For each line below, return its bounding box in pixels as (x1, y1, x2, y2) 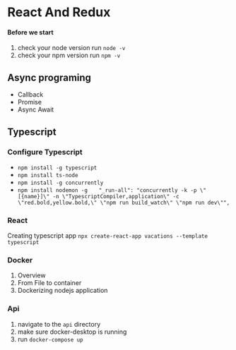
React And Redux (7, 4, 111, 20)
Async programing (7, 71, 92, 83)
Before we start (7, 28, 54, 36)
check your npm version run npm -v (17, 51, 121, 60)
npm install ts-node (17, 171, 78, 179)
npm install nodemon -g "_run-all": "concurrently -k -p (17, 186, 197, 194)
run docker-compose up (17, 334, 83, 343)
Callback (17, 90, 44, 99)
